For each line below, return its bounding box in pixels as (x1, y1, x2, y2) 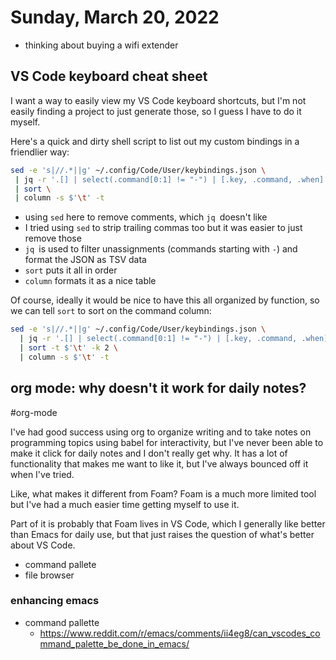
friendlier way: (10, 146, 70, 158)
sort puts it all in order (24, 264, 118, 276)
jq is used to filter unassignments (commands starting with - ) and (24, 243, 298, 255)
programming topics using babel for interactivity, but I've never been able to (10, 436, 324, 448)
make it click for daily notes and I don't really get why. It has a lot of (10, 447, 288, 459)
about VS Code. (10, 539, 76, 551)
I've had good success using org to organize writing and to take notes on (10, 426, 312, 438)
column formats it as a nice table (24, 275, 157, 287)
